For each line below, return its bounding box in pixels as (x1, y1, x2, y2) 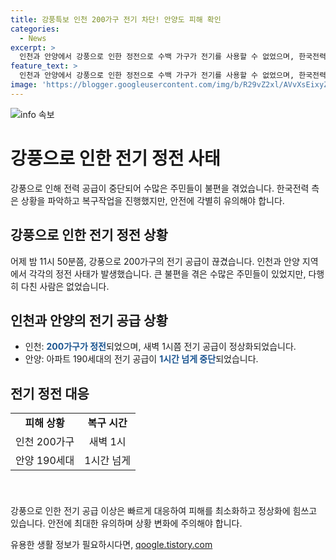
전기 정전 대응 (10, 385, 90, 402)
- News (19, 33, 47, 43)
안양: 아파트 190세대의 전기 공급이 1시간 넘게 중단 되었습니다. (24, 353, 259, 365)
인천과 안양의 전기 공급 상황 (10, 312, 168, 329)
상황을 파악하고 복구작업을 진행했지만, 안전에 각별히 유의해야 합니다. (20, 194, 285, 206)
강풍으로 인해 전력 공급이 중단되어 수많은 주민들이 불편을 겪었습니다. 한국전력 (10, 182, 310, 194)
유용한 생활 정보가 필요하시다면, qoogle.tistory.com (10, 539, 213, 551)
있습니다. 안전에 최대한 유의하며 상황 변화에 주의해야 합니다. (10, 517, 243, 530)
